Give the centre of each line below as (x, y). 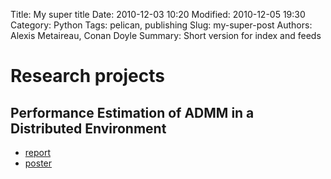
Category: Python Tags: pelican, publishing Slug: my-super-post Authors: (161, 25)
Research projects (87, 76)
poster (38, 163)
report (38, 152)
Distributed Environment (88, 128)
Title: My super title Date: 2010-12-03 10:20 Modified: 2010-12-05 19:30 (158, 14)
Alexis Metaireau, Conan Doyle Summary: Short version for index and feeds (166, 35)
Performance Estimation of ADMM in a (132, 112)
